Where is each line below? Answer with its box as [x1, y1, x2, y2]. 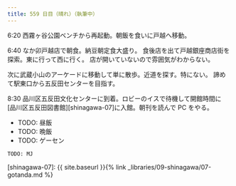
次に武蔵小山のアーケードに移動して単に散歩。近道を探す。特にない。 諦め [7, 70, 226, 78]
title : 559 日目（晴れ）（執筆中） [7, 10, 98, 18]
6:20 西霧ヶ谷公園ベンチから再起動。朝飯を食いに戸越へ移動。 [7, 31, 191, 39]
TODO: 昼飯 [17, 118, 52, 127]
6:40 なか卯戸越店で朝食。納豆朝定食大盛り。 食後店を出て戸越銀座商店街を [7, 46, 230, 54]
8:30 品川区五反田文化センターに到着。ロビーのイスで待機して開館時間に [7, 94, 222, 103]
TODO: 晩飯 [17, 127, 52, 135]
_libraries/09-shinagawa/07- [127, 162, 212, 171]
